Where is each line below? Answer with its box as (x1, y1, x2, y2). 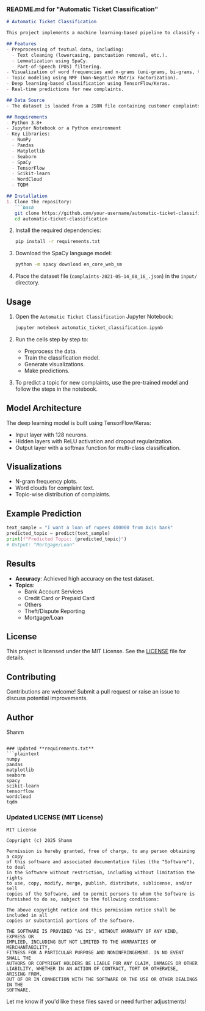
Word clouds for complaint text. (15, 484, 95, 491)
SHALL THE (6, 955, 32, 962)
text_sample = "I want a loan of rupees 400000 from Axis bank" (6, 524, 173, 531)
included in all (6, 912, 48, 919)
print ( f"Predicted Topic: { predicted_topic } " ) (6, 536, 127, 542)
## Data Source (6, 97, 45, 103)
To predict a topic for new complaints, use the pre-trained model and (15, 379, 189, 386)
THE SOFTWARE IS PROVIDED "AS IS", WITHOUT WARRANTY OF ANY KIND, (6, 929, 179, 935)
